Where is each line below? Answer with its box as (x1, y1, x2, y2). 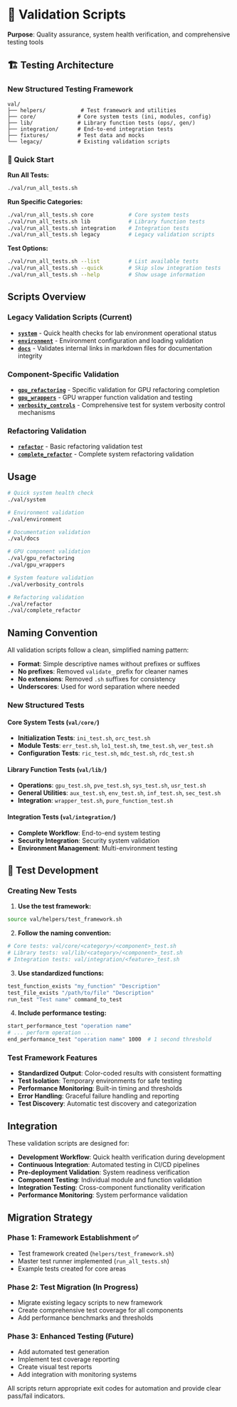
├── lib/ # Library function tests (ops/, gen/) (7, 119, 196, 126)
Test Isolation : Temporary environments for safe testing (17, 1076, 182, 1085)
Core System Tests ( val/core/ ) (7, 718, 100, 726)
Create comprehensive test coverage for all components (17, 1306, 184, 1315)
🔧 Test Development (7, 864, 99, 876)
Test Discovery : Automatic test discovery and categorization (17, 1099, 197, 1108)
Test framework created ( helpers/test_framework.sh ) (17, 1249, 174, 1258)
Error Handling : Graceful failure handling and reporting (17, 1092, 179, 1101)
